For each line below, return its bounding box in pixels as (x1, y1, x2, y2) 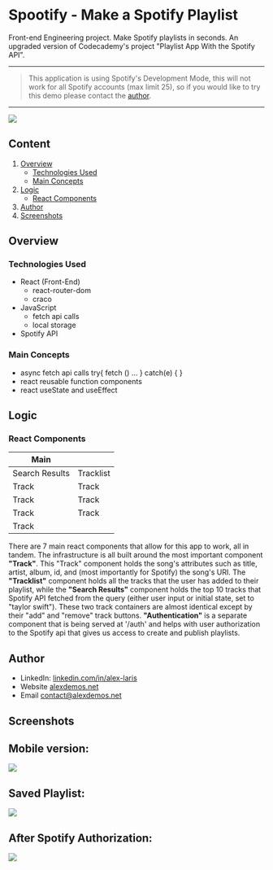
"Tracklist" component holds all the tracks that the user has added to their (8, 576, 259, 586)
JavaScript (19, 303, 57, 313)
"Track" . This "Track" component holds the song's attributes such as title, (8, 559, 258, 569)
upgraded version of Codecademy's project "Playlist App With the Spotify (8, 41, 256, 50)
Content (8, 137, 51, 151)
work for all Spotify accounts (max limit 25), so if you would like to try (28, 81, 261, 91)
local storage (32, 320, 76, 330)
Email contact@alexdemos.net (19, 690, 122, 701)
